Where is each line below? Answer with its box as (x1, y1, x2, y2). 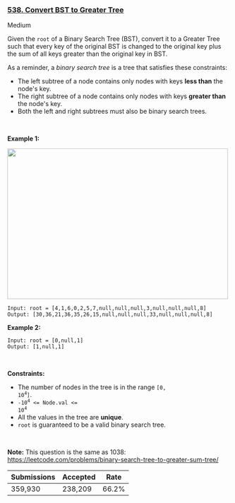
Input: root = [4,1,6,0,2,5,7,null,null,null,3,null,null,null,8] (7, 305, 207, 312)
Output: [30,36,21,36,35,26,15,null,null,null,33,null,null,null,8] (7, 311, 213, 319)
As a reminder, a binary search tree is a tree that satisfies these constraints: (7, 64, 228, 72)
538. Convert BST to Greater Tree (7, 5, 124, 15)
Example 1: (7, 134, 40, 143)
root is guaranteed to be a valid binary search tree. (17, 420, 166, 429)
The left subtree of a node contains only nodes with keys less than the (17, 77, 224, 85)
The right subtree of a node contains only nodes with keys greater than (17, 92, 226, 100)
